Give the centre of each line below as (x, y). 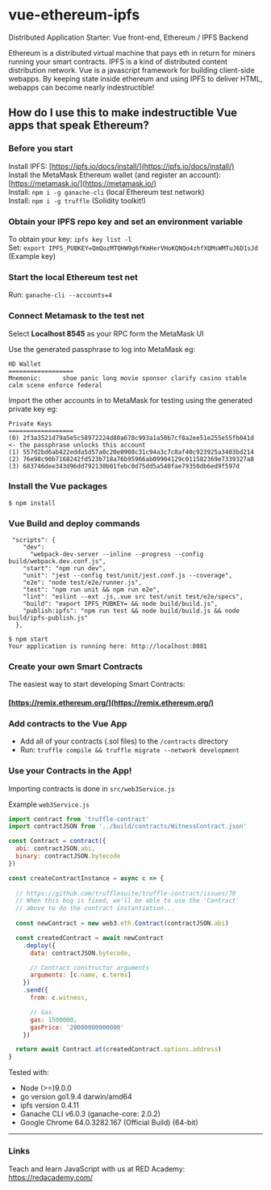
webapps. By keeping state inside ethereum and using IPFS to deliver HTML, (135, 78)
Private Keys (30, 423)
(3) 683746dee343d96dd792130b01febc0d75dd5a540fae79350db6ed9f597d (124, 466)
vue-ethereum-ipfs (74, 15)
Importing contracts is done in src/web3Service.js (92, 788)
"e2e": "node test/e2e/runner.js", (83, 583)
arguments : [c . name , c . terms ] (80, 975)
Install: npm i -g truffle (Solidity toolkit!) (77, 201)
